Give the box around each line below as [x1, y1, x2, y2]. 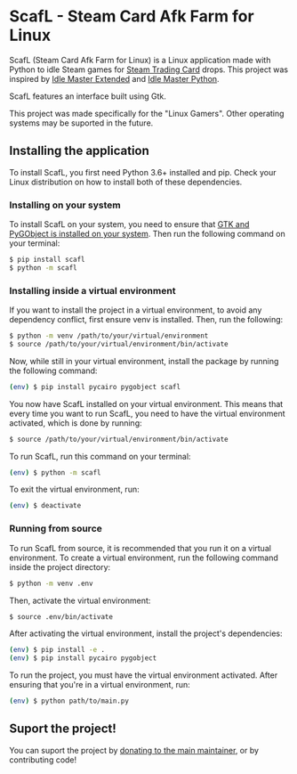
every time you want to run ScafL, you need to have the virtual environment [9, 408, 286, 419]
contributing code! [9, 754, 77, 765]
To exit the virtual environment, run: [9, 484, 140, 495]
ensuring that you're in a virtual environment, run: [9, 680, 191, 690]
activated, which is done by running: [9, 417, 142, 428]
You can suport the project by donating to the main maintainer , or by [9, 745, 260, 755]
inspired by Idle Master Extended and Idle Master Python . [9, 73, 220, 84]
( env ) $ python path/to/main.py [9, 697, 129, 705]
